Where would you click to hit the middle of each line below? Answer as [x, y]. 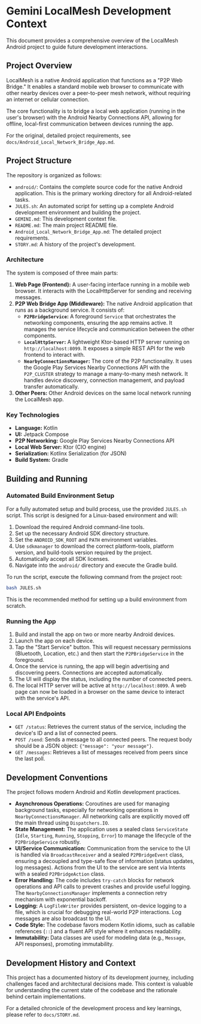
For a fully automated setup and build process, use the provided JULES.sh [97, 509]
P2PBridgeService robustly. [48, 842]
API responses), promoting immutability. [64, 944]
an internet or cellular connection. [48, 99]
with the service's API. [42, 698]
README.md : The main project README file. [66, 225]
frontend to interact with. [54, 354]
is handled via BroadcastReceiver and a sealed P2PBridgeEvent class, [99, 855]
